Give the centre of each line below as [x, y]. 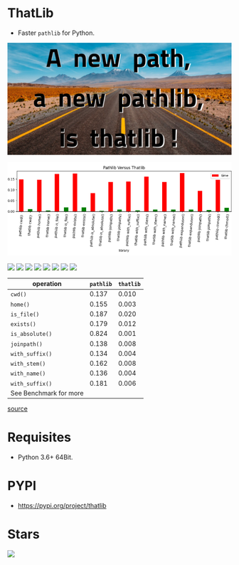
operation [47, 284]
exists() [23, 324]
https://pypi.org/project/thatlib [62, 506]
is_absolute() [31, 334]
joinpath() [26, 344]
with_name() [28, 374]
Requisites [39, 437]
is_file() [25, 315]
